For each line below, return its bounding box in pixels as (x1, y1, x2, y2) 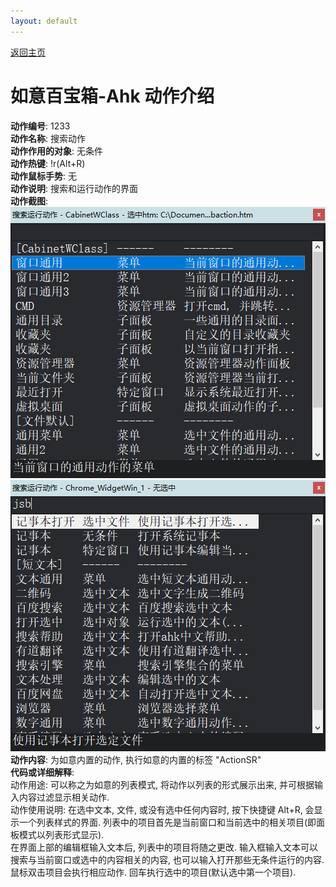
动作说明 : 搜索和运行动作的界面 (10, 182, 138, 194)
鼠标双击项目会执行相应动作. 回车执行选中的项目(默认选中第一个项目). (10, 866, 297, 878)
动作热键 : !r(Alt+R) (10, 157, 86, 169)
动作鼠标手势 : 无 (10, 170, 77, 182)
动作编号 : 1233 (10, 120, 71, 132)
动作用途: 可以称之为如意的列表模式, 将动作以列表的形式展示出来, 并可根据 (10, 778, 315, 790)
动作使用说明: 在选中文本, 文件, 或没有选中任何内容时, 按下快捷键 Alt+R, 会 (10, 803, 315, 815)
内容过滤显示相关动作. (18, 791, 110, 803)
